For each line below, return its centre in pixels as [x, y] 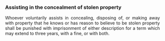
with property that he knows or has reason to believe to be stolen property [82, 23]
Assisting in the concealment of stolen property [63, 7]
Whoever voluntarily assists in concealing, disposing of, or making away [82, 18]
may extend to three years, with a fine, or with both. [57, 34]
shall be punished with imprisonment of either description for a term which [82, 28]
